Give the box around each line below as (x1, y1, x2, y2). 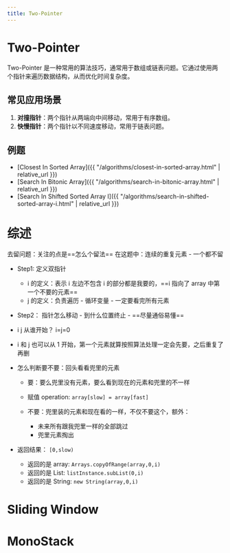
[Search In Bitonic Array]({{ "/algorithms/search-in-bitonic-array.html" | (16, 178, 220, 186)
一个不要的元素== (27, 288, 78, 296)
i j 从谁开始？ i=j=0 (16, 326, 71, 334)
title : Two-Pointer (7, 10, 63, 17)
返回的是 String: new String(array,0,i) (27, 477, 139, 486)
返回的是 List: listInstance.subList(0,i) (27, 469, 144, 477)
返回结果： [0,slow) (16, 446, 74, 454)
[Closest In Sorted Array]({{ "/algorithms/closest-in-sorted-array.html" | (16, 163, 221, 171)
